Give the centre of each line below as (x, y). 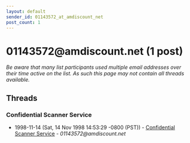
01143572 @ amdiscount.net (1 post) (95, 51)
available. (18, 80)
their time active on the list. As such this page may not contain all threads (95, 74)
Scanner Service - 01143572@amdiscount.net (70, 134)
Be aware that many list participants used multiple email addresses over (94, 67)
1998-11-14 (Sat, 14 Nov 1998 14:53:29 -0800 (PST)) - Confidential (95, 127)
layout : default (26, 11)
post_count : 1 (23, 22)
